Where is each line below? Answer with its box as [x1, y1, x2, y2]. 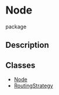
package [5, 23, 27, 30]
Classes [5, 60, 36, 70]
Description [5, 40, 49, 50]
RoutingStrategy [13, 82, 53, 89]
